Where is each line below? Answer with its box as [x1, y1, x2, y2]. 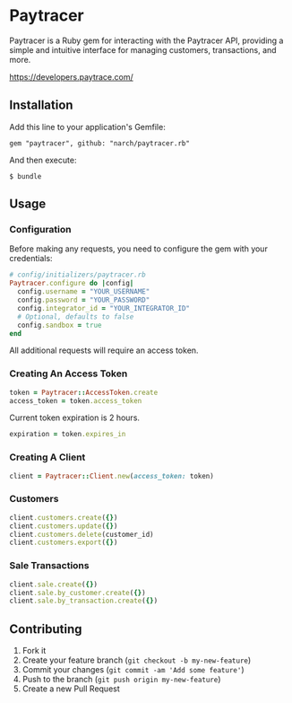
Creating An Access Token [9, 367, 128, 380]
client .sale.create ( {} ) [9, 580, 99, 589]
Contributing [9, 621, 82, 637]
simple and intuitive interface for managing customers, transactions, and [9, 44, 277, 55]
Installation [9, 98, 73, 113]
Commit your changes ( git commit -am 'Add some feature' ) [21, 664, 245, 675]
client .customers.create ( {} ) [9, 513, 118, 522]
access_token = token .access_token [9, 396, 142, 405]
